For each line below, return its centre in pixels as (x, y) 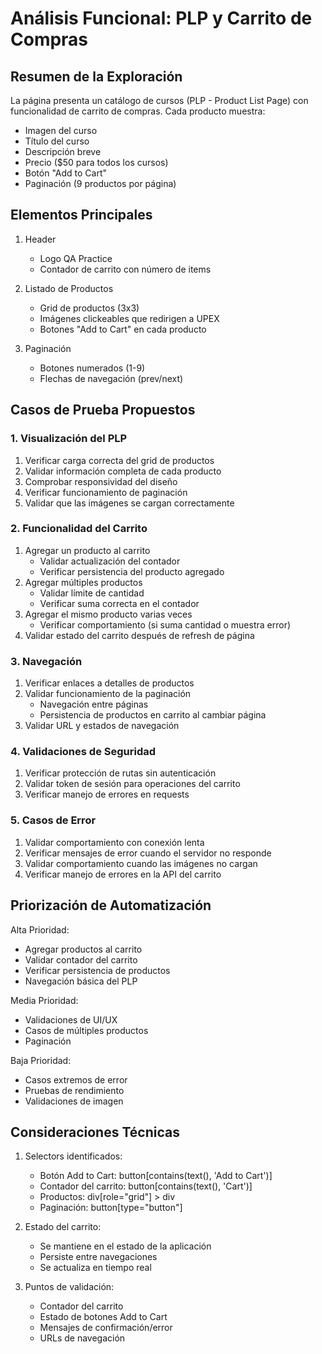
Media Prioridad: (44, 1000)
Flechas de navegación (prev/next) (111, 378)
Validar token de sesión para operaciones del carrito (132, 784)
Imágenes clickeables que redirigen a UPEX (129, 318)
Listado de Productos (69, 288)
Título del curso (57, 141)
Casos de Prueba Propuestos (103, 410)
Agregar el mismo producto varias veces (108, 614)
